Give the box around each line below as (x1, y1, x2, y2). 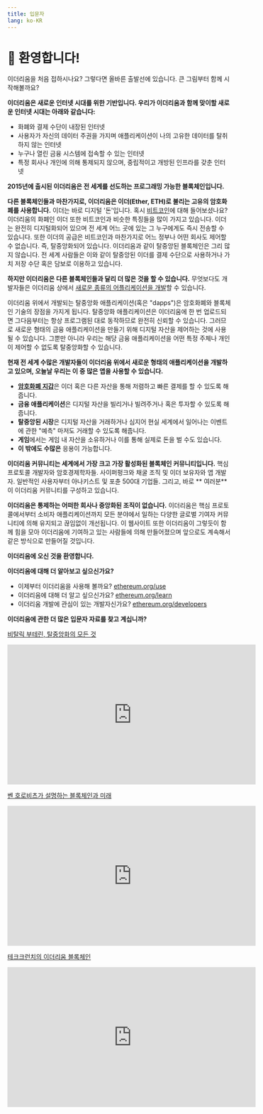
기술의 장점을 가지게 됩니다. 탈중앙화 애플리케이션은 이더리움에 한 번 (14, 307, 202, 316)
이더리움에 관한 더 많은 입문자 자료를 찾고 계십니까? (7, 615, 147, 623)
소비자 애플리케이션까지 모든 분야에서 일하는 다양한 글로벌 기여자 (38, 510, 216, 519)
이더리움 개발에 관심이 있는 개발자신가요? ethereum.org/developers (17, 600, 207, 609)
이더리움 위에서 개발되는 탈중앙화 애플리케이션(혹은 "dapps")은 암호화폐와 (7, 299, 213, 307)
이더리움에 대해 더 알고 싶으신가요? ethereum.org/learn (17, 591, 172, 599)
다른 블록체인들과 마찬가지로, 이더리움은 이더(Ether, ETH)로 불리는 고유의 (7, 197, 209, 206)
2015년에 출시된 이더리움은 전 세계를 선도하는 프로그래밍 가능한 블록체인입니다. (7, 182, 225, 191)
